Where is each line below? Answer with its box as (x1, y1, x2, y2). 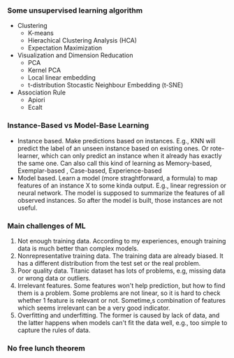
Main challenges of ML (7, 221, 86, 231)
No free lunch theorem (7, 343, 85, 353)
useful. (17, 203, 38, 212)
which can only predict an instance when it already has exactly (41, 151, 222, 159)
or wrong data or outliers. (17, 273, 91, 282)
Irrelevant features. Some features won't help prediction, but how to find (17, 281, 226, 289)
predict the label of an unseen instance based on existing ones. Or (17, 144, 209, 152)
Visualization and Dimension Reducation (17, 51, 133, 59)
